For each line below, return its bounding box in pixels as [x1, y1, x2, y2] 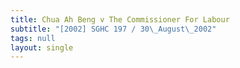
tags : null [10, 33, 56, 43]
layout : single [10, 42, 74, 53]
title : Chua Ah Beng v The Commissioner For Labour [10, 14, 230, 25]
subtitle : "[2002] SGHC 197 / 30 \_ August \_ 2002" [10, 24, 217, 34]
